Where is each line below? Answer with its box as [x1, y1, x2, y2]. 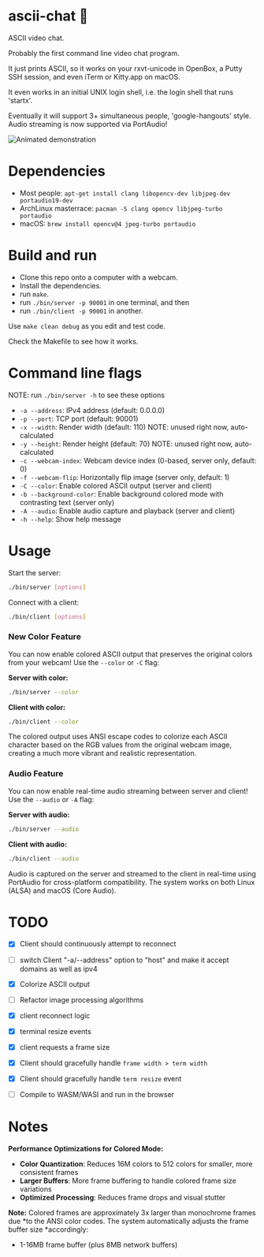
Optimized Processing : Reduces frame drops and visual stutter [19, 1193, 226, 1203]
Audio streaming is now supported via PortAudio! [8, 119, 168, 128]
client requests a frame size [19, 1042, 110, 1051]
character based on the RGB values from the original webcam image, [8, 740, 232, 749]
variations [19, 1184, 53, 1194]
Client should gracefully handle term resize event [19, 1073, 182, 1083]
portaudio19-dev [19, 196, 73, 204]
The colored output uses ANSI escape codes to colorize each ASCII [8, 732, 228, 742]
